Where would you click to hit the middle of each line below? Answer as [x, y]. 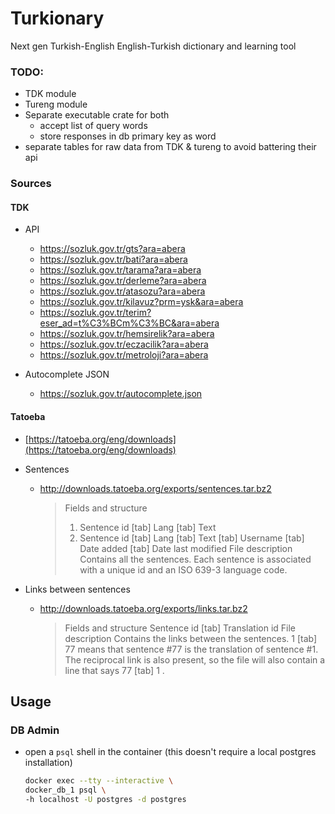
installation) [48, 763]
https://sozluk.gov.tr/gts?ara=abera [112, 249]
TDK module [50, 94]
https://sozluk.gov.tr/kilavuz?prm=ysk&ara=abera [141, 302]
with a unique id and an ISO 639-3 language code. [183, 569]
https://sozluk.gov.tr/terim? [95, 313]
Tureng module [56, 104]
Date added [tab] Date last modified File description [186, 548]
